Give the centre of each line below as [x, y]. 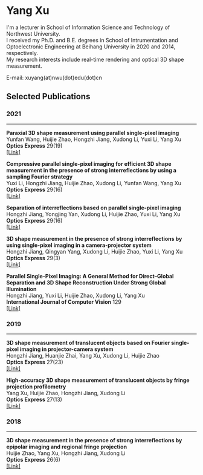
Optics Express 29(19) [34, 145]
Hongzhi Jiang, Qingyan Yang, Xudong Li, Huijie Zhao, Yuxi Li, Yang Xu [95, 251]
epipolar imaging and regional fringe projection [67, 447]
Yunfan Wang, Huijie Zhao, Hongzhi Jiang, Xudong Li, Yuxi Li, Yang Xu [94, 139]
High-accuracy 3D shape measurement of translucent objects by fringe [98, 380]
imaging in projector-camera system [66, 349]
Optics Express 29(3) [33, 258]
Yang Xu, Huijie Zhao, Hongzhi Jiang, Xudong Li [66, 393]
